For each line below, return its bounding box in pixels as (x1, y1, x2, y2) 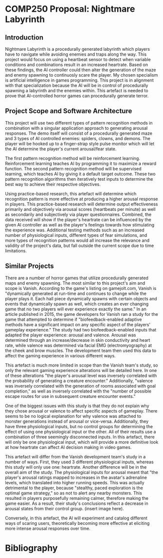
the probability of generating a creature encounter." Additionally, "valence (5, 377, 153, 384)
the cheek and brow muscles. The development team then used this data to (5, 348, 157, 353)
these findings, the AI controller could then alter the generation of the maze (5, 67, 156, 73)
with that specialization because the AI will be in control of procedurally (5, 83, 148, 88)
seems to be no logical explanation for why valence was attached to (5, 413, 142, 419)
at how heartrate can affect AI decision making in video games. (5, 444, 132, 450)
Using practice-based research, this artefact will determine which (5, 190, 137, 196)
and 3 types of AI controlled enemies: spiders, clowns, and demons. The (5, 135, 151, 141)
